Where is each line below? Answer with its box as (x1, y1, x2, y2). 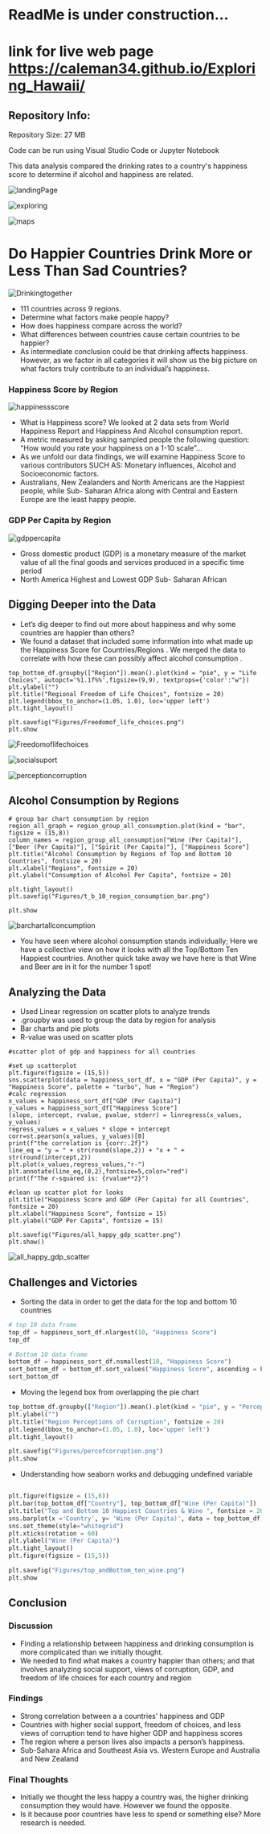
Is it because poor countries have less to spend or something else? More (19, 1809, 261, 1820)
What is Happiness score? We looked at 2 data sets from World (19, 418, 230, 427)
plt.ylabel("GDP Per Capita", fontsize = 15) (8, 1217, 163, 1225)
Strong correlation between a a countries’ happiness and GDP (19, 1711, 225, 1721)
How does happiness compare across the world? (19, 321, 182, 331)
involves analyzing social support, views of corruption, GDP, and (19, 1664, 235, 1674)
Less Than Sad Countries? (8, 262, 187, 280)
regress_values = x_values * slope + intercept (8, 1125, 171, 1134)
